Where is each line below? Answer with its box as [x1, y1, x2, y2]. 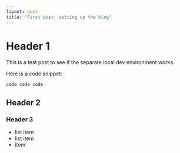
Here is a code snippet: [6, 70, 63, 77]
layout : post [6, 8, 38, 15]
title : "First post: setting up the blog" [6, 14, 112, 20]
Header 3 [6, 115, 34, 124]
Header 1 [6, 39, 50, 53]
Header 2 [6, 98, 41, 108]
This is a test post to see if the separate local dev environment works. [6, 59, 175, 66]
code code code [6, 82, 44, 88]
